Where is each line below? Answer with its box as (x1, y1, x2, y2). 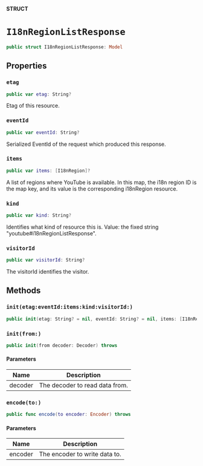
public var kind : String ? (6, 212, 71, 218)
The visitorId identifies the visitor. (6, 268, 89, 275)
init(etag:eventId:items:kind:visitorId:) (6, 304, 133, 310)
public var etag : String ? (6, 91, 71, 97)
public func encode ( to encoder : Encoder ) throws (6, 412, 131, 418)
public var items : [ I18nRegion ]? (6, 168, 91, 174)
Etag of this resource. (6, 102, 60, 110)
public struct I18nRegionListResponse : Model (6, 44, 123, 50)
